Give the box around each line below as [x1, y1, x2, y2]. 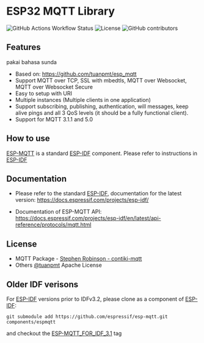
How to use [6, 133, 50, 144]
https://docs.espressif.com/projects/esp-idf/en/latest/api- [15, 215, 161, 222]
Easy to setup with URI [15, 90, 72, 97]
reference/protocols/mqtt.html [15, 221, 92, 228]
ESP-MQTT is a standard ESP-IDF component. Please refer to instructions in [6, 150, 197, 157]
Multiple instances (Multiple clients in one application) [15, 96, 151, 103]
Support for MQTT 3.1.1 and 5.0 [15, 115, 93, 123]
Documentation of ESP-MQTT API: [15, 208, 102, 215]
